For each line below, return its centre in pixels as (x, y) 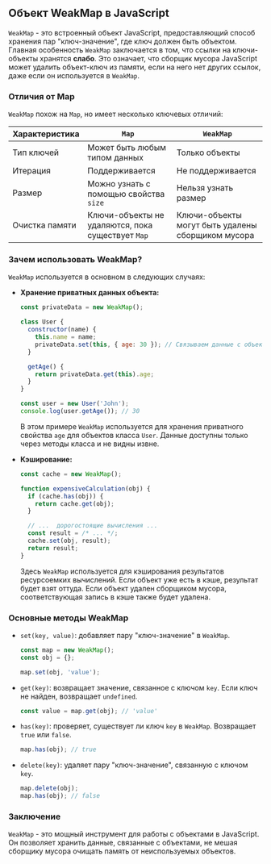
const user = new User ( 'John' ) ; (74, 404)
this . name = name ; (66, 337)
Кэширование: (46, 459)
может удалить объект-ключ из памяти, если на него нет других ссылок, (135, 67)
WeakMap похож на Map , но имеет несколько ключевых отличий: (116, 114)
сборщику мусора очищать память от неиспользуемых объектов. (122, 851)
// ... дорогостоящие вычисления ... (93, 526)
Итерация (31, 171)
